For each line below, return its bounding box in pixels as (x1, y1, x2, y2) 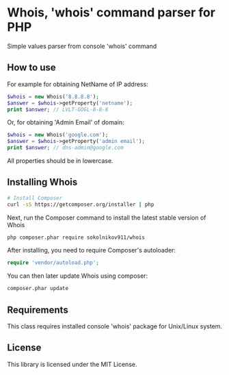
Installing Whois (7, 177, 78, 188)
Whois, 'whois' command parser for (7, 5, 215, 21)
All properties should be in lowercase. (7, 157, 114, 165)
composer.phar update (7, 285, 69, 292)
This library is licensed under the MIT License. (7, 360, 137, 368)
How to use (7, 62, 56, 73)
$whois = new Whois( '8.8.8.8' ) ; (7, 93, 99, 100)
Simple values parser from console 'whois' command (7, 42, 157, 50)
